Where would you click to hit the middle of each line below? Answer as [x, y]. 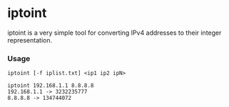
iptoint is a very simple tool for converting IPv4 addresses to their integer [114, 33]
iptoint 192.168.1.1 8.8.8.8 [51, 86]
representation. [30, 40]
